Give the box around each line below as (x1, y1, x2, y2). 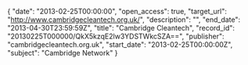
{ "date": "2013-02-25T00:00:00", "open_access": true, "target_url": (7, 7, 228, 16)
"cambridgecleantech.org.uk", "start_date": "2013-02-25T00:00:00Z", (7, 40, 233, 49)
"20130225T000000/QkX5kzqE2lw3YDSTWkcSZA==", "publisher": (7, 31, 225, 41)
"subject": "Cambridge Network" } (7, 49, 118, 57)
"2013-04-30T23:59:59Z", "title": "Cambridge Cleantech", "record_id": (7, 23, 235, 32)
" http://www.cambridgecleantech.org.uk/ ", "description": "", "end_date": (7, 15, 241, 24)
